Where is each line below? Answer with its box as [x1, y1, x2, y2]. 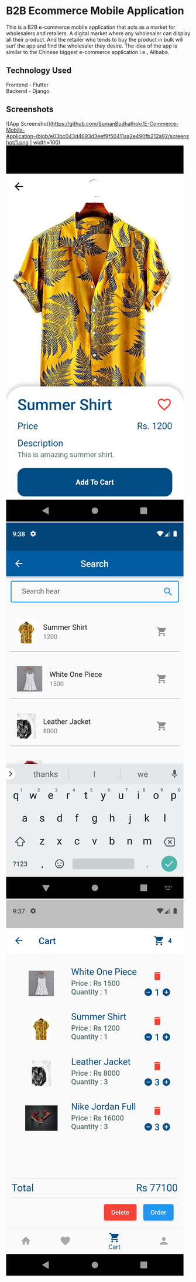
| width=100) [30, 139, 61, 146]
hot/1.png [6, 139, 29, 146]
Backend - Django [6, 87, 50, 95]
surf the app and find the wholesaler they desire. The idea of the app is [6, 42, 177, 49]
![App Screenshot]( [6, 120, 53, 127]
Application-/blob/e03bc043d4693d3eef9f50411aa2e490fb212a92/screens [6, 132, 189, 139]
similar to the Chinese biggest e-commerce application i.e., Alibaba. [6, 48, 170, 55]
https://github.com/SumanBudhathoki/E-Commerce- [51, 120, 179, 127]
